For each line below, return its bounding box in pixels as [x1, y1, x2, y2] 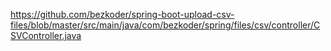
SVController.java [10, 30, 82, 41]
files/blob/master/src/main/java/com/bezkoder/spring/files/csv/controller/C [10, 19, 321, 31]
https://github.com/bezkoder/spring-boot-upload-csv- [10, 9, 235, 20]
